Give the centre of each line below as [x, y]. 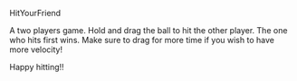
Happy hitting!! [37, 67]
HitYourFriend [35, 13]
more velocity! [36, 49]
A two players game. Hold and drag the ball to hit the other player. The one [148, 30]
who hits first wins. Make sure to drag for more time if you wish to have [142, 40]
